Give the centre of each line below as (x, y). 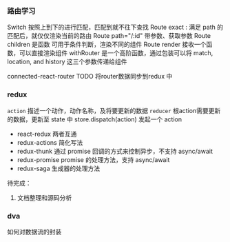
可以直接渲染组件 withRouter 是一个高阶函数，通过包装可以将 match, (116, 53)
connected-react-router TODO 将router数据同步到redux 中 (90, 77)
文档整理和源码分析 (44, 197)
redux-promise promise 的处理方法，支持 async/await (93, 159)
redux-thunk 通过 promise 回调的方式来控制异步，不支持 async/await (115, 151)
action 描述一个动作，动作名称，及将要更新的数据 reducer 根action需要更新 (114, 110)
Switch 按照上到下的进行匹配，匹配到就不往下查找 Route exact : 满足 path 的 (115, 27)
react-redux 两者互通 (47, 134)
